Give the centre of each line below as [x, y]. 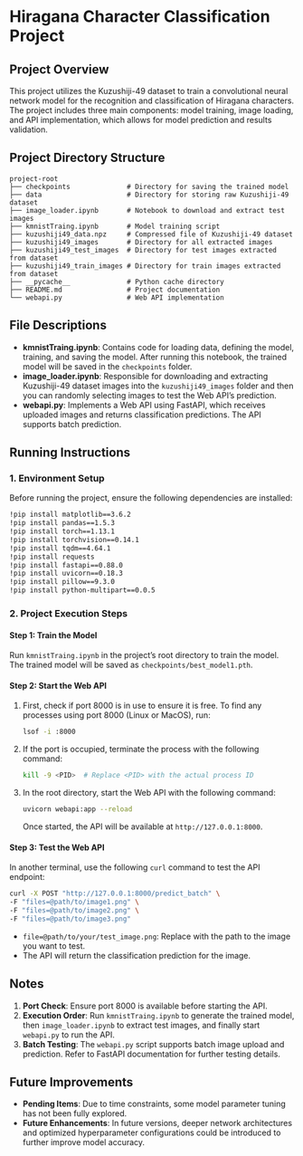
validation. [28, 129]
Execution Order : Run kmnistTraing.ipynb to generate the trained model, [158, 1015]
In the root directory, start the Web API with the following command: [149, 793]
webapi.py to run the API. [69, 1035]
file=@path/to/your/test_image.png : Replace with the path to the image [156, 936]
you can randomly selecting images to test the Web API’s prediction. [150, 395]
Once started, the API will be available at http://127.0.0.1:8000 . [142, 826]
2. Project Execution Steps [69, 613]
